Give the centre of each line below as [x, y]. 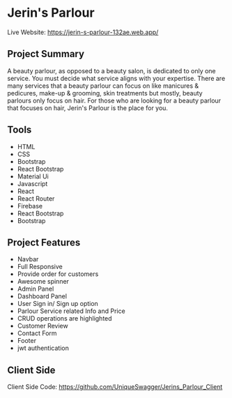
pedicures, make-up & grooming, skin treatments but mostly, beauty [105, 93]
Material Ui [33, 176]
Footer [27, 341]
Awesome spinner [43, 282]
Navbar [28, 259]
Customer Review [42, 326]
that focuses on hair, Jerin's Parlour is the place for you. [88, 108]
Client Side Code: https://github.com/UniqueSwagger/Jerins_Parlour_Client [115, 387]
